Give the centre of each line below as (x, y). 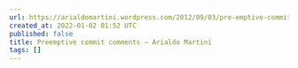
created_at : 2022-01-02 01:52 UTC (73, 26)
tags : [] (25, 50)
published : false (41, 34)
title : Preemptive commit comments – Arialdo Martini (111, 42)
